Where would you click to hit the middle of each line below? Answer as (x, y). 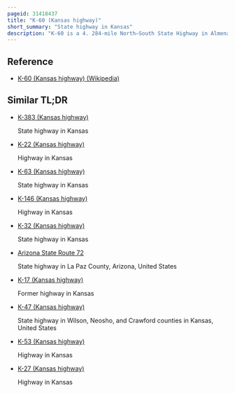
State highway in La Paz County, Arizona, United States (97, 266)
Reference (30, 61)
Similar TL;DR (37, 100)
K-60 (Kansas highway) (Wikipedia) (69, 78)
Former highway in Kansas (56, 293)
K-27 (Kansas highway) (51, 369)
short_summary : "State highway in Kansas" (70, 27)
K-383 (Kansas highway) (53, 117)
